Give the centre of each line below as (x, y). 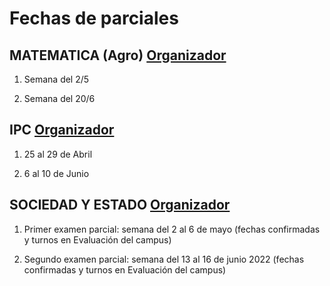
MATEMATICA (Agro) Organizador (118, 55)
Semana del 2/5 (56, 79)
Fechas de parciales (94, 18)
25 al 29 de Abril (58, 154)
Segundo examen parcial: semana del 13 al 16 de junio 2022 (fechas (164, 259)
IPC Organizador (62, 130)
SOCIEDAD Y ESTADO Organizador (120, 205)
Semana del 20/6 (59, 98)
